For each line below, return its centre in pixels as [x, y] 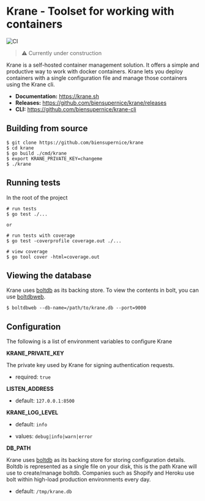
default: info [31, 425]
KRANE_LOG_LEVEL [32, 413]
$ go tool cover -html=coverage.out [53, 257]
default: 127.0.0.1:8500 [45, 401]
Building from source [47, 129]
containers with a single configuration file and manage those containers [97, 78]
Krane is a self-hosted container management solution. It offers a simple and [103, 65]
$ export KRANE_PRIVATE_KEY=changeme [54, 158]
